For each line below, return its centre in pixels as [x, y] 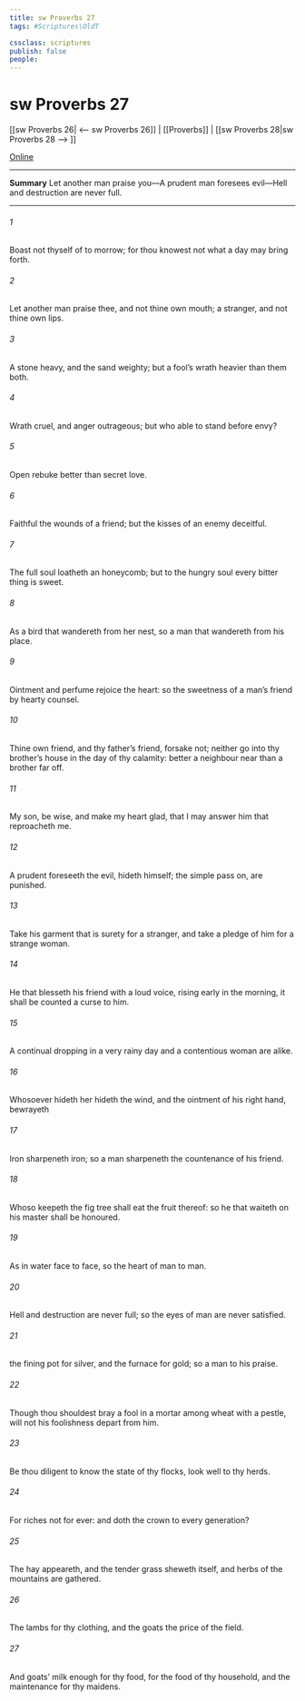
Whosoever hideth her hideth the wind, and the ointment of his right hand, [148, 1100]
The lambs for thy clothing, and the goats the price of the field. [127, 1627]
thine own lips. [37, 318]
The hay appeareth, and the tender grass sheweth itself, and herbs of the [146, 1569]
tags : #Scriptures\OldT [54, 26]
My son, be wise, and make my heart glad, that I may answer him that [139, 816]
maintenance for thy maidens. [65, 1686]
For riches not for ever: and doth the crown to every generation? [129, 1520]
